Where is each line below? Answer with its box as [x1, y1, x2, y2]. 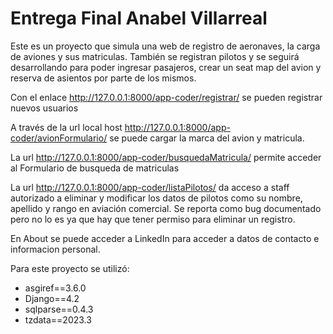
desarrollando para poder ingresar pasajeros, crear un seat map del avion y [10, 61, 322, 73]
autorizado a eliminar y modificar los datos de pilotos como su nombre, [10, 192, 303, 204]
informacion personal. [10, 243, 101, 255]
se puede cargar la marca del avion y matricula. [109, 132, 305, 144]
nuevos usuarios [10, 102, 79, 114]
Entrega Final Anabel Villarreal [10, 7, 268, 30]
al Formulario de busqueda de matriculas [10, 162, 180, 174]
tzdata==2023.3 [24, 313, 92, 326]
